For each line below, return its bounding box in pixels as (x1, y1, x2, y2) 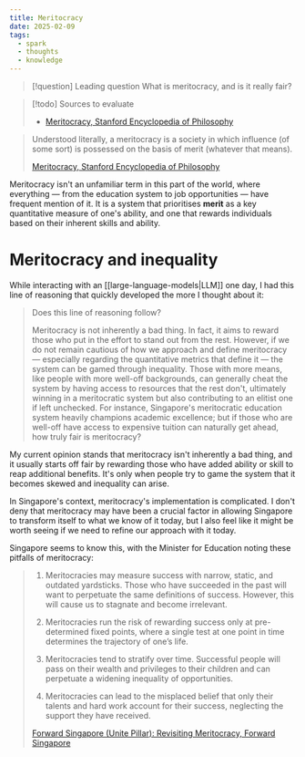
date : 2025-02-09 (9, 22, 76, 31)
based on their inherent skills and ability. (9, 218, 161, 228)
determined (45, 626, 89, 637)
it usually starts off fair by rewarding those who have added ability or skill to (9, 458, 294, 470)
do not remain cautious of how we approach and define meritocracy (31, 344, 288, 355)
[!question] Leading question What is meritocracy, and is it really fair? (31, 81, 292, 91)
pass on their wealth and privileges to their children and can (45, 663, 271, 674)
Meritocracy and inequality (9, 250, 219, 270)
